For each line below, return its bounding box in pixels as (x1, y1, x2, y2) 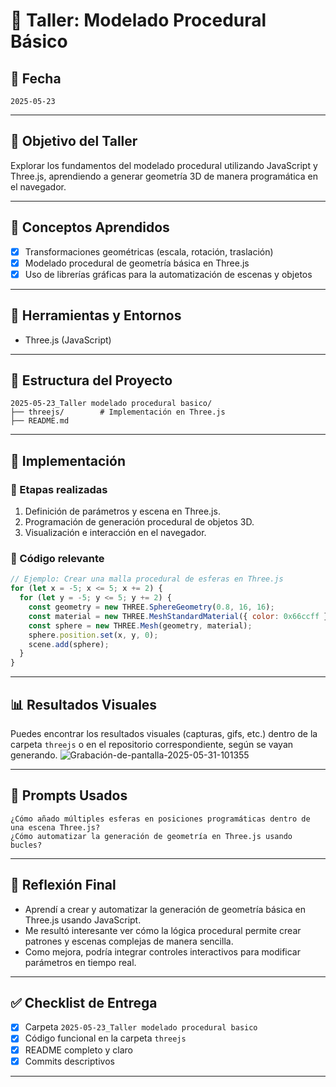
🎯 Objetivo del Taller (10, 133, 138, 150)
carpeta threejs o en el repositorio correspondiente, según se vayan (10, 738, 294, 750)
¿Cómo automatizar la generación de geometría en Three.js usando (10, 831, 293, 841)
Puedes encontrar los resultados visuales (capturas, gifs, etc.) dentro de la (10, 727, 318, 739)
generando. (10, 749, 58, 761)
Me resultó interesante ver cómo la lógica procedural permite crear (24, 924, 302, 936)
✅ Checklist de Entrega (10, 995, 158, 1011)
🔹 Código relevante (10, 552, 105, 566)
